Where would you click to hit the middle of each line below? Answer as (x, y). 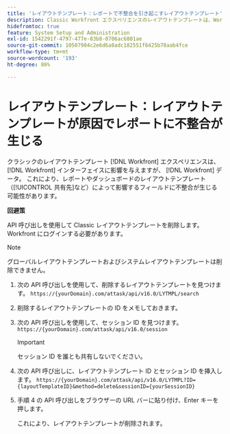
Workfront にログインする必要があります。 (67, 233)
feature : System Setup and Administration (68, 33)
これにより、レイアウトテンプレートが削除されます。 (91, 423)
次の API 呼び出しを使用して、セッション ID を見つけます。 (100, 322)
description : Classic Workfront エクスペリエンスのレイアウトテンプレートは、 (110, 20)
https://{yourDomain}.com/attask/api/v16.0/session (92, 329)
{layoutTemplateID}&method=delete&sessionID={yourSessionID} (106, 386)
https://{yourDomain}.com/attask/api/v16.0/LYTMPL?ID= (116, 380)
